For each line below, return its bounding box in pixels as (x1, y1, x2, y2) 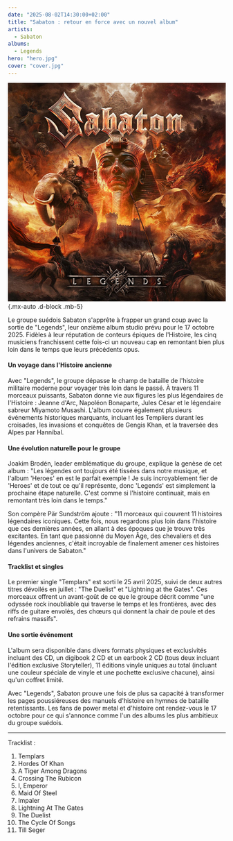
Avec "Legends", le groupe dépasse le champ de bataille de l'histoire (8, 376, 205, 384)
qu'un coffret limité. (8, 675, 64, 683)
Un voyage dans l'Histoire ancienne (8, 361, 113, 369)
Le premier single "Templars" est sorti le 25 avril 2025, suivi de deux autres (8, 578, 223, 586)
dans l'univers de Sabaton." (8, 547, 86, 555)
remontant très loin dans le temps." (8, 496, 108, 504)
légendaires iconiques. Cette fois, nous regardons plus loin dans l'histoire (8, 517, 217, 525)
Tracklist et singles (8, 562, 64, 570)
